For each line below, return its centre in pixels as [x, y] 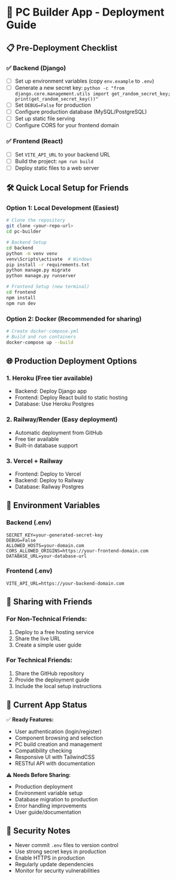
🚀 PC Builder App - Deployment [85, 12]
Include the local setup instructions [58, 686]
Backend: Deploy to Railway [49, 480]
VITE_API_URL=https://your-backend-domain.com [65, 583]
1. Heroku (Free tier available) [49, 378]
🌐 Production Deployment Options [72, 361]
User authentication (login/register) [58, 731]
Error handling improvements [51, 806]
